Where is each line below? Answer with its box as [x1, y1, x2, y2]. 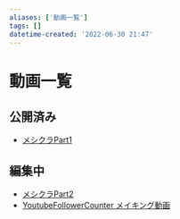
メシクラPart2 [21, 189, 74, 199]
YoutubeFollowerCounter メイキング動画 [21, 200, 171, 211]
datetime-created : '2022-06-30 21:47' [9, 29, 153, 38]
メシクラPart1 [21, 135, 73, 146]
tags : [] [9, 21, 42, 30]
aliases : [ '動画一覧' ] [9, 13, 88, 22]
